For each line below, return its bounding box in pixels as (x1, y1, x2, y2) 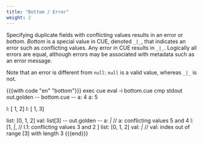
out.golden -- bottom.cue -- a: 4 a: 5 (6, 93, 98, 101)
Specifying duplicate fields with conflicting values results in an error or (6, 31, 184, 38)
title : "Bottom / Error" (6, 8, 69, 15)
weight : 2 (6, 15, 32, 21)
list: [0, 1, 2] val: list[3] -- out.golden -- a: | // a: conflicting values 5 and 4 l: (6, 116, 194, 124)
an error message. (6, 57, 53, 64)
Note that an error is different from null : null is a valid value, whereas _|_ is (6, 68, 197, 76)
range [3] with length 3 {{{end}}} (6, 130, 88, 137)
